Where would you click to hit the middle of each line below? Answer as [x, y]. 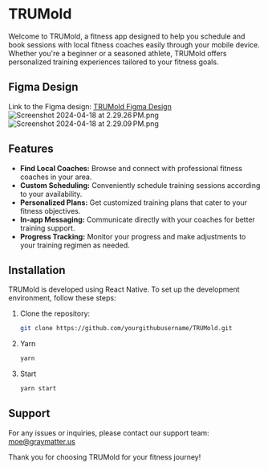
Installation [37, 270]
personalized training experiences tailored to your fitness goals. [114, 62]
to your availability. [51, 194]
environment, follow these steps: [62, 298]
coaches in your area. [56, 177]
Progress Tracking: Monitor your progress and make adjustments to [133, 236]
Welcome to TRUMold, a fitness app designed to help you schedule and [127, 36]
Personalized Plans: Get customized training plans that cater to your [133, 202]
